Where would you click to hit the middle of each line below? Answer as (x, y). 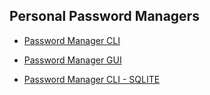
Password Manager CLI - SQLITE (92, 79)
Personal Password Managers (104, 16)
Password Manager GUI (72, 60)
